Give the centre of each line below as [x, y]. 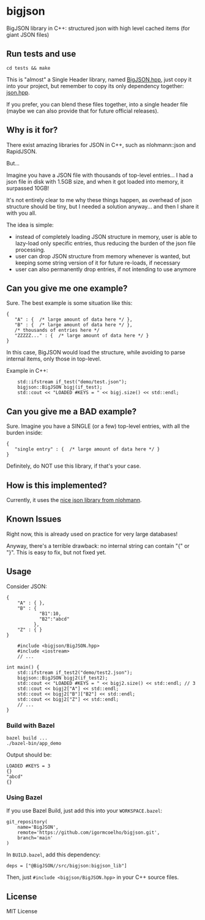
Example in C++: [27, 371]
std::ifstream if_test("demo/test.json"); [72, 382]
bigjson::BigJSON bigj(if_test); [60, 387]
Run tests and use [41, 54]
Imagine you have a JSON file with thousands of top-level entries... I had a [100, 175]
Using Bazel [24, 797]
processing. [30, 250]
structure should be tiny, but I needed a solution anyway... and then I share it [102, 206]
